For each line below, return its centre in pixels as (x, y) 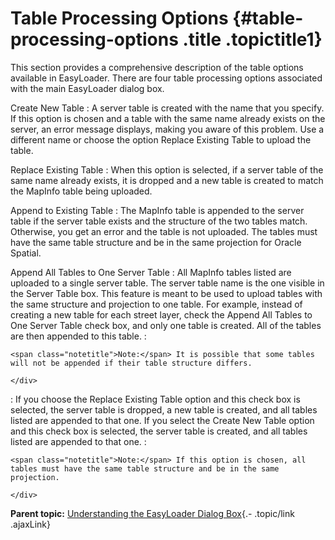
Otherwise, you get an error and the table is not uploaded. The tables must (164, 231)
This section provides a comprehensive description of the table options (157, 67)
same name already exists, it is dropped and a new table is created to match (167, 180)
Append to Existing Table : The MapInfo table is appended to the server (157, 210)
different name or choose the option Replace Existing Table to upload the (161, 139)
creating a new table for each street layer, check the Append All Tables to (161, 314)
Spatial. (26, 253)
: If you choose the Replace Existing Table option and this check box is (155, 399)
